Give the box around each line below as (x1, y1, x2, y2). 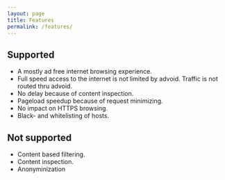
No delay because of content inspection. (17, 90, 134, 98)
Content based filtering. (17, 150, 85, 158)
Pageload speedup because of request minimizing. (17, 97, 163, 105)
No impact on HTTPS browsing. (17, 104, 108, 113)
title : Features (7, 17, 54, 24)
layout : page (7, 10, 45, 17)
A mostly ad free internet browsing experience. (17, 67, 153, 76)
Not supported (7, 131, 72, 143)
